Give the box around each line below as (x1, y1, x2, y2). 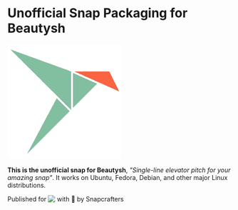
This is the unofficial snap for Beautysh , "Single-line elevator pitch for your (7, 166, 231, 174)
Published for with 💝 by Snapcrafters (7, 194, 124, 203)
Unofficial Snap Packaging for (7, 5, 188, 21)
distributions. (7, 181, 46, 189)
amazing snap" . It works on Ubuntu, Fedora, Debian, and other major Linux (7, 173, 228, 181)
